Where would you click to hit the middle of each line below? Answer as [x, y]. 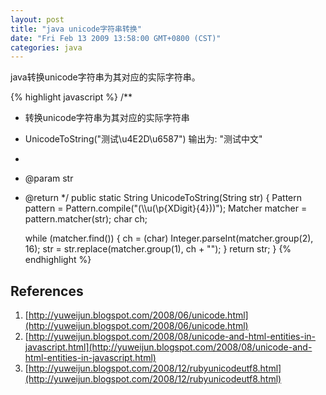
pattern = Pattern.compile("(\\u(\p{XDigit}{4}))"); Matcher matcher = [166, 208]
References [47, 291]
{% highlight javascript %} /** [71, 97]
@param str [49, 178]
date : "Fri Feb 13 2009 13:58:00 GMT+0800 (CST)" [116, 38]
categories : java [46, 47]
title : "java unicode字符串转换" [76, 29]
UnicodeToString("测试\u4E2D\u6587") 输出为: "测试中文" [143, 139]
